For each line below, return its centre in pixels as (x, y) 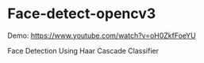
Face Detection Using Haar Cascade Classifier (83, 50)
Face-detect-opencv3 (82, 14)
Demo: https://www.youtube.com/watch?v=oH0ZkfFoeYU (102, 35)
